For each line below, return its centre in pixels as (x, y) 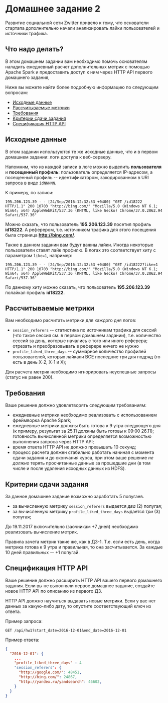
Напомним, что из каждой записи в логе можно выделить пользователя (83, 167)
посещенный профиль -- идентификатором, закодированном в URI (77, 177)
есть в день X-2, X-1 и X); (39, 362)
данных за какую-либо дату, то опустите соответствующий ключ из (78, 606)
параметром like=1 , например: (39, 255)
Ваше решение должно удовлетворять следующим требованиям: (76, 405)
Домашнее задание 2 (53, 9)
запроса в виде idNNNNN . (31, 183)
